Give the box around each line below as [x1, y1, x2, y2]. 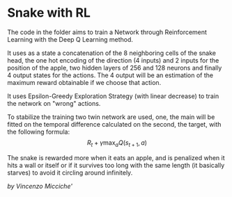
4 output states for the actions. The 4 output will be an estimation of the [7, 71, 214, 79]
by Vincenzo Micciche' [7, 182, 73, 190]
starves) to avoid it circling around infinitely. [7, 168, 133, 177]
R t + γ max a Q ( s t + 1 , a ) [86, 138, 148, 148]
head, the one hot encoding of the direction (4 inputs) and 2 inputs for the [7, 56, 219, 64]
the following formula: [7, 127, 70, 136]
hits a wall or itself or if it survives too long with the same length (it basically [7, 161, 225, 169]
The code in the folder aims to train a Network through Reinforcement [7, 28, 208, 36]
